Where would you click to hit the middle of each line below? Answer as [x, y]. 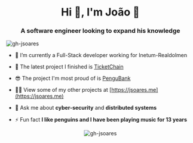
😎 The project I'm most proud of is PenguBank [73, 78]
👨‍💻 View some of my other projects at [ [63, 90]
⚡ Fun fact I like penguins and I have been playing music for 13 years [101, 120]
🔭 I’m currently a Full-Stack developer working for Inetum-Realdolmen [101, 55]
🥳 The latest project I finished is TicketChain [69, 67]
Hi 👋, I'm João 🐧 [100, 12]
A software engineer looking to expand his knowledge [100, 31]
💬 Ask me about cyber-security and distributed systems [86, 108]
